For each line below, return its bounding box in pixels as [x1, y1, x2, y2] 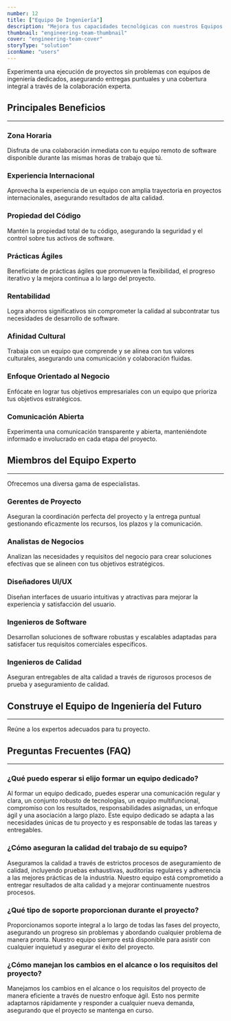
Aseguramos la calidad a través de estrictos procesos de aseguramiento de [7, 858, 221, 867]
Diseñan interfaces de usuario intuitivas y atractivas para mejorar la [7, 592, 198, 601]
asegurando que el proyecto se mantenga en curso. [7, 1007, 154, 1015]
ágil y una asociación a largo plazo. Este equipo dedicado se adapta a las [7, 811, 214, 820]
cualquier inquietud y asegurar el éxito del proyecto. [7, 942, 155, 951]
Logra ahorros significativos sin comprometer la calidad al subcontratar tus [7, 307, 220, 316]
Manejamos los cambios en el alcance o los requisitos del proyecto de [7, 984, 206, 993]
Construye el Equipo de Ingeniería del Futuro [7, 700, 202, 712]
